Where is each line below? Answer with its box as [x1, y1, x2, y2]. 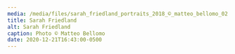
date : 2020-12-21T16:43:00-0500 [7, 36, 102, 43]
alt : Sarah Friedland [7, 23, 71, 30]
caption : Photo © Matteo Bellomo [7, 29, 106, 37]
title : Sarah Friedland [7, 17, 77, 24]
